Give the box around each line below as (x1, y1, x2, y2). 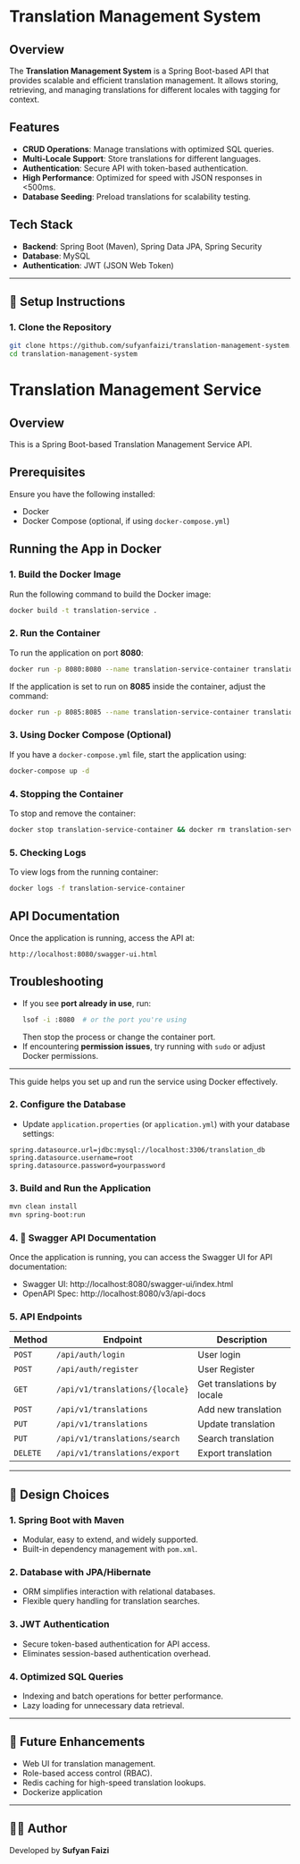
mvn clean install (9, 1202, 78, 1211)
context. (9, 94, 40, 105)
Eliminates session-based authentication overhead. (21, 1648, 212, 1658)
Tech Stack (9, 217, 73, 233)
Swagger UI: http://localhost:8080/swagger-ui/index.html (21, 1279, 234, 1290)
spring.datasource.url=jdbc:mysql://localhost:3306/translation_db (9, 1145, 266, 1155)
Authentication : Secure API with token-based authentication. (21, 163, 248, 174)
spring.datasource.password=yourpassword (9, 1161, 166, 1170)
